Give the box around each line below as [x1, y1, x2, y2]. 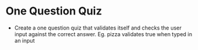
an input [14, 37, 35, 44]
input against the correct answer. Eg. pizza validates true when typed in [14, 30, 193, 37]
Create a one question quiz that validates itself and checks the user [14, 24, 182, 31]
